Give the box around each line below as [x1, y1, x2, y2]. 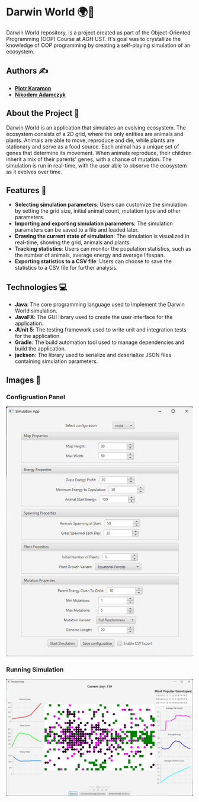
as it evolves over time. [6, 168, 63, 175]
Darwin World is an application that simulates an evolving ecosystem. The [6, 124, 187, 131]
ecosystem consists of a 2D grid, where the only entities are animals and [6, 130, 184, 137]
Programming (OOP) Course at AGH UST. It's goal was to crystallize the [6, 35, 181, 42]
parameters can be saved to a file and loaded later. [14, 226, 139, 233]
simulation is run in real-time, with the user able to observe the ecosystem [6, 162, 187, 169]
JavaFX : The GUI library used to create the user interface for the [14, 314, 173, 321]
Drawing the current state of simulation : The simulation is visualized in [14, 233, 190, 240]
